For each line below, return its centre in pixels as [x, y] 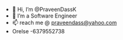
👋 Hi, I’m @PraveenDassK [44, 9]
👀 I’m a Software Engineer [44, 16]
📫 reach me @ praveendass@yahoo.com [64, 22]
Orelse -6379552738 [38, 31]
